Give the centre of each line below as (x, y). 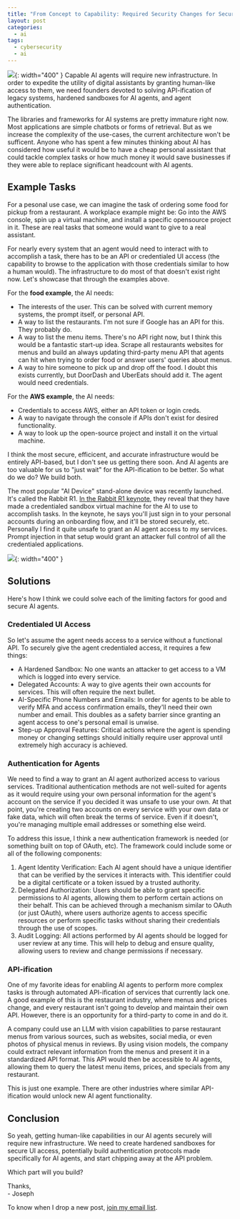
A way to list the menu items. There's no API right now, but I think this (120, 337)
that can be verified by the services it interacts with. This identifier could (124, 875)
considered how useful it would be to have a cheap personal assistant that (117, 149)
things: (17, 655)
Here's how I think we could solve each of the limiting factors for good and (117, 598)
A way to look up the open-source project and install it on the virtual (117, 433)
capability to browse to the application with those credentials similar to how (119, 264)
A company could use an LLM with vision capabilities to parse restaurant (114, 1029)
